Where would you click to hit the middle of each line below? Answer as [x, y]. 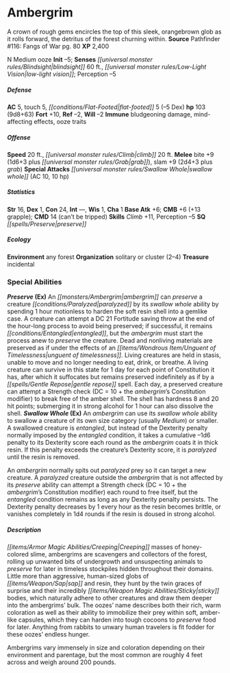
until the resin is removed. [43, 457]
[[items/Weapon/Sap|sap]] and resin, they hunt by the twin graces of [104, 583]
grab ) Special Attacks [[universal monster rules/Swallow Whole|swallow [110, 169]
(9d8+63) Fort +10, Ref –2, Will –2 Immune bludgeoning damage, [100, 114]
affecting [20, 121]
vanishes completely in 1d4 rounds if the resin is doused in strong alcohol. [112, 514]
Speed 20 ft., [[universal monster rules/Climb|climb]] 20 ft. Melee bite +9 [111, 154]
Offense [19, 137]
